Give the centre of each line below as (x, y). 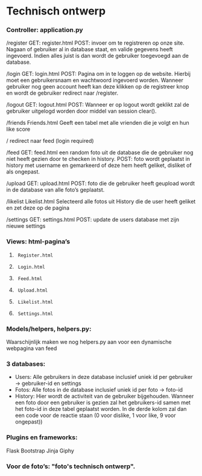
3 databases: (26, 364)
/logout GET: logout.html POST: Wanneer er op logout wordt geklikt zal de (98, 105)
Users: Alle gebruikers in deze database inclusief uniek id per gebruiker (104, 377)
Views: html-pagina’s (38, 242)
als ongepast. (23, 172)
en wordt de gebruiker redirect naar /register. (62, 93)
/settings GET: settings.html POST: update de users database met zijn (93, 220)
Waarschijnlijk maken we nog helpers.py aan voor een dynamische (89, 342)
